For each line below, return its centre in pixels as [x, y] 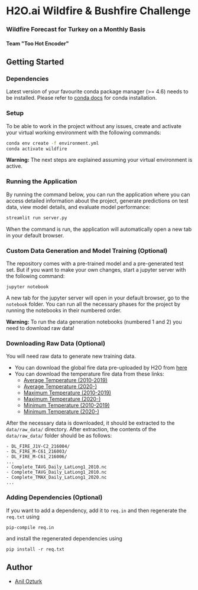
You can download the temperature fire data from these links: [89, 374]
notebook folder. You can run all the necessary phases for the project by [93, 304]
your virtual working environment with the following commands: [84, 132]
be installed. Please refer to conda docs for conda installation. [82, 98]
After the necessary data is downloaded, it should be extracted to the [90, 423]
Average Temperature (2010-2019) [65, 380]
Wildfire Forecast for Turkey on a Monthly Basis [76, 30]
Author [19, 567]
